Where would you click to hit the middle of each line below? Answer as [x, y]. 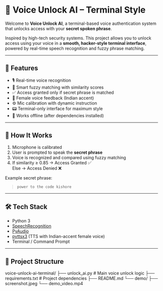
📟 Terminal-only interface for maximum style [57, 109]
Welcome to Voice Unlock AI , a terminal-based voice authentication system [81, 23]
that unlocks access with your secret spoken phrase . [58, 28]
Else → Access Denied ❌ [37, 168]
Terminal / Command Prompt [41, 242]
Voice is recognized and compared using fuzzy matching [69, 157]
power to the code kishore [44, 187]
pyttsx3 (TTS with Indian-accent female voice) [58, 236]
